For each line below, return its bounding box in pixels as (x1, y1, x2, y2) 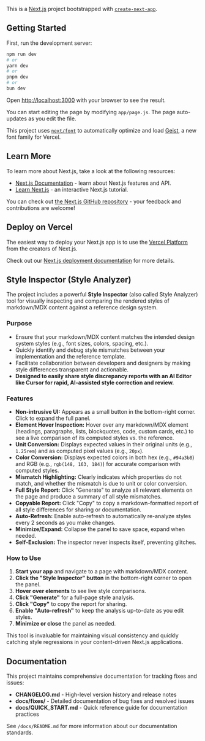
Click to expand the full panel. (15, 414, 91, 422)
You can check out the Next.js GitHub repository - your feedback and (6, 198, 182, 205)
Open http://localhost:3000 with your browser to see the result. (6, 96, 166, 104)
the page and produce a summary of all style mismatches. (15, 492, 162, 500)
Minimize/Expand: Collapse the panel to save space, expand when (15, 525, 185, 533)
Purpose (6, 319, 32, 328)
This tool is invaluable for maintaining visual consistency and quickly (6, 632, 179, 639)
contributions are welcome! (6, 204, 75, 211)
